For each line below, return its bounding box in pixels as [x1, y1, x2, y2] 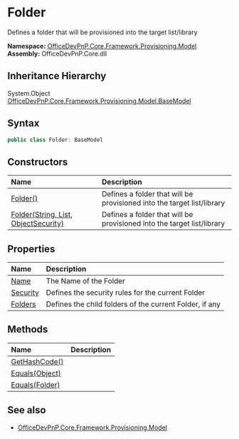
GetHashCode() [11, 356, 64, 366]
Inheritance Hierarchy [7, 70, 107, 82]
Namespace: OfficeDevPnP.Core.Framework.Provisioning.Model [7, 41, 197, 50]
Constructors [7, 156, 68, 168]
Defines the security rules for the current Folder [46, 288, 206, 298]
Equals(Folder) [11, 380, 60, 390]
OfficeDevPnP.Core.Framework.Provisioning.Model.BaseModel [7, 96, 191, 105]
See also [7, 404, 46, 416]
